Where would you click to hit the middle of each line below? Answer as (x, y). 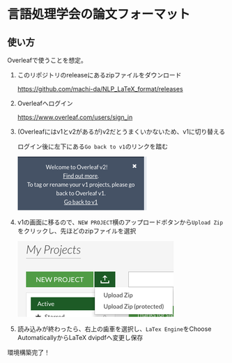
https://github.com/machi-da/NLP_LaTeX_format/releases (100, 89)
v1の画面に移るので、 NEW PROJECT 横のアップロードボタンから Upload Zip (120, 222)
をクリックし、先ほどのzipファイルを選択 (77, 231)
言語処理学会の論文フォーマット (99, 14)
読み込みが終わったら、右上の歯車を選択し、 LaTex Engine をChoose (114, 329)
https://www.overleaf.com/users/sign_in (75, 117)
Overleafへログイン (45, 103)
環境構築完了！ (29, 352)
